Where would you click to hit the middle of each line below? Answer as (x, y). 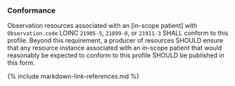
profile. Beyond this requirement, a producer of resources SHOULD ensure (115, 41)
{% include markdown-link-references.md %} (73, 76)
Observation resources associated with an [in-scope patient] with (102, 26)
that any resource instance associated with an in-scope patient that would (115, 48)
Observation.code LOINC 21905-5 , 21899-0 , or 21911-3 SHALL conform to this (118, 33)
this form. (21, 63)
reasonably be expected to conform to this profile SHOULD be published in (116, 55)
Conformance (32, 10)
